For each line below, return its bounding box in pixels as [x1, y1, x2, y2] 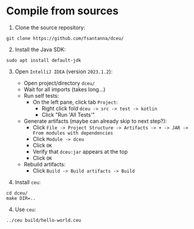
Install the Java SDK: [14, 46, 66, 53]
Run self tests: [23, 92, 60, 99]
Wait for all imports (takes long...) [23, 85, 106, 93]
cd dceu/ [6, 190, 28, 196]
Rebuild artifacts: [23, 160, 66, 168]
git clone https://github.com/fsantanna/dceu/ [6, 35, 124, 41]
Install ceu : [14, 178, 41, 185]
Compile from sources [6, 4, 119, 18]
